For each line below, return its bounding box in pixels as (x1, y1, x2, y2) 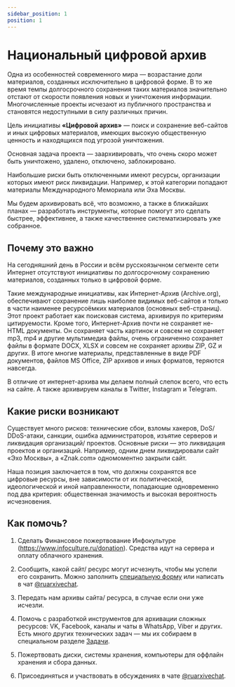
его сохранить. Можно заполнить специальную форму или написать (17, 572, 224, 580)
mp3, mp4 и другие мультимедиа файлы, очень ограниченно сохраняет (7, 334, 223, 343)
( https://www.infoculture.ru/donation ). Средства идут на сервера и (17, 544, 215, 552)
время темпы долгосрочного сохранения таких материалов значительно (7, 85, 227, 93)
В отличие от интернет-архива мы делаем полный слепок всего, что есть (7, 377, 229, 386)
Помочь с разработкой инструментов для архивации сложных (17, 614, 206, 622)
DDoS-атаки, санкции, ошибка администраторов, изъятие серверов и (7, 431, 217, 440)
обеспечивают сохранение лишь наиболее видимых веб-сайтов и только (7, 296, 229, 306)
